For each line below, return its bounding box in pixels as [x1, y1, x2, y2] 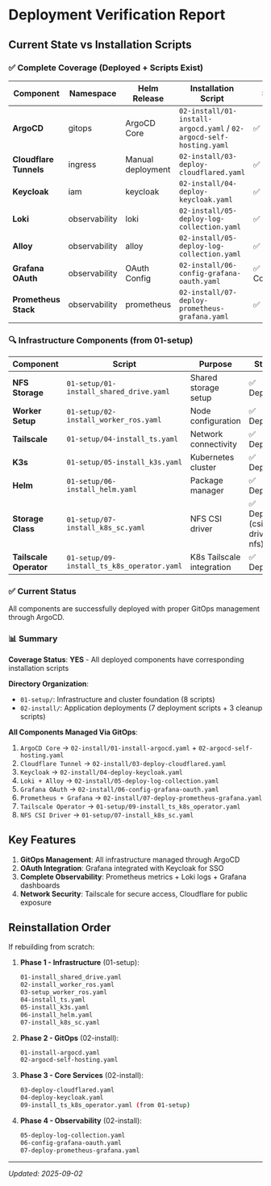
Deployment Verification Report [8, 6, 226, 24]
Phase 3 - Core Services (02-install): [19, 1071, 144, 1080]
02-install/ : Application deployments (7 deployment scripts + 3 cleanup [19, 703, 263, 713]
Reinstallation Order [8, 921, 111, 934]
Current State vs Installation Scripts [8, 38, 192, 52]
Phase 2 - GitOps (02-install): [19, 1033, 119, 1042]
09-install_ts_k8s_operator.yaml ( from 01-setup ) [19, 1101, 191, 1109]
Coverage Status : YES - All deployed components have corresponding [8, 655, 244, 664]
